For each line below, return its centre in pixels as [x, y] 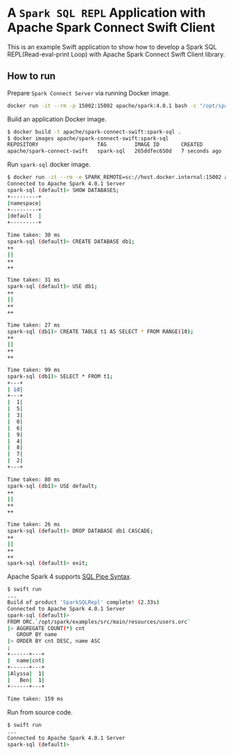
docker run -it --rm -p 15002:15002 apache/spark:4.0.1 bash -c [102, 106]
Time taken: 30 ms [34, 235]
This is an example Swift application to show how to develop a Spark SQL [112, 47]
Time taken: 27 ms [34, 325]
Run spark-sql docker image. [49, 164]
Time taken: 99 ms [34, 370]
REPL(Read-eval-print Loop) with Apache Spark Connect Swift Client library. [116, 54]
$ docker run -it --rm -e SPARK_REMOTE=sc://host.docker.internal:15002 [114, 178]
